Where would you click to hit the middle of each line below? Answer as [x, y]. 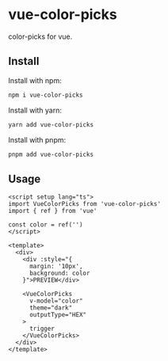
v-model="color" [56, 301]
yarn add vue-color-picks [51, 124]
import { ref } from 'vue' [53, 211]
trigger [42, 329]
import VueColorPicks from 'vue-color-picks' [84, 204]
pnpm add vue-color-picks [51, 154]
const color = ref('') [46, 225]
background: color [59, 274]
